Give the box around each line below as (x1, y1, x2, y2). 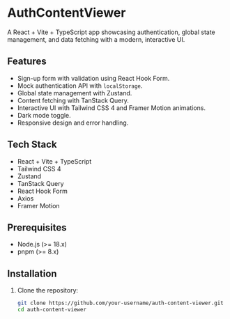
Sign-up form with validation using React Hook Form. (17, 74, 170, 82)
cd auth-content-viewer (17, 306, 87, 313)
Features (7, 56, 47, 68)
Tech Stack (7, 139, 57, 150)
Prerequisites (7, 221, 67, 233)
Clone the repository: (17, 286, 79, 295)
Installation (7, 267, 57, 279)
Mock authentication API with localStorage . (17, 81, 143, 90)
